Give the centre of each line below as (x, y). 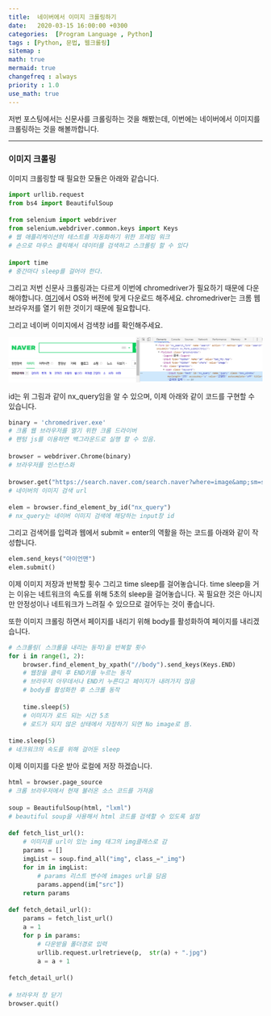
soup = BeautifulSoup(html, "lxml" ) (70, 808)
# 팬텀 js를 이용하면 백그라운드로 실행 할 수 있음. (83, 440)
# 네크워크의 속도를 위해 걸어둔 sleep (64, 750)
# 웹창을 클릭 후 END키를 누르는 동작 (77, 673)
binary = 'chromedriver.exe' (57, 422)
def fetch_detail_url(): (50, 910)
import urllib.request (46, 194)
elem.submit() (32, 567)
